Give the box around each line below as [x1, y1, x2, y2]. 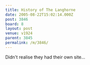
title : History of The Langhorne [5, 7, 76, 13]
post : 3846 [5, 17, 28, 22]
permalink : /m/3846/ [5, 40, 49, 45]
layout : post [5, 26, 33, 31]
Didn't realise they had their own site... [5, 54, 85, 60]
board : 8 [5, 21, 24, 27]
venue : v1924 [5, 31, 33, 36]
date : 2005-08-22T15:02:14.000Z [5, 12, 73, 17]
